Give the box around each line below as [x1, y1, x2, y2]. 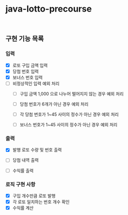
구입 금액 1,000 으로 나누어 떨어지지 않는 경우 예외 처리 [19, 91, 124, 96]
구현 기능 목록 [5, 35, 44, 43]
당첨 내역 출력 [12, 157, 39, 163]
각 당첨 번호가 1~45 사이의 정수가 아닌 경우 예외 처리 [19, 111, 119, 117]
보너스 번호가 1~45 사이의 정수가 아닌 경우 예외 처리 [19, 122, 118, 128]
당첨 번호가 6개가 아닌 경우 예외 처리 [19, 101, 89, 107]
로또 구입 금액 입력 [12, 62, 48, 68]
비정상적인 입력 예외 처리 [12, 80, 60, 86]
